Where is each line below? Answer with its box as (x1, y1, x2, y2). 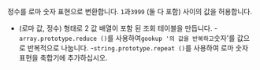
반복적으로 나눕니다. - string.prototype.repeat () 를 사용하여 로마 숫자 (27, 43, 249, 53)
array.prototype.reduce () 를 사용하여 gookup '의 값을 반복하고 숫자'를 (18, 34, 236, 42)
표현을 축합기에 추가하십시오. (18, 53, 108, 62)
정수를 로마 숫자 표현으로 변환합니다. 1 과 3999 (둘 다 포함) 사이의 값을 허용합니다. (7, 7, 253, 16)
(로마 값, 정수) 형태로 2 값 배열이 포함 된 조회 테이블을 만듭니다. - (18, 24, 218, 33)
